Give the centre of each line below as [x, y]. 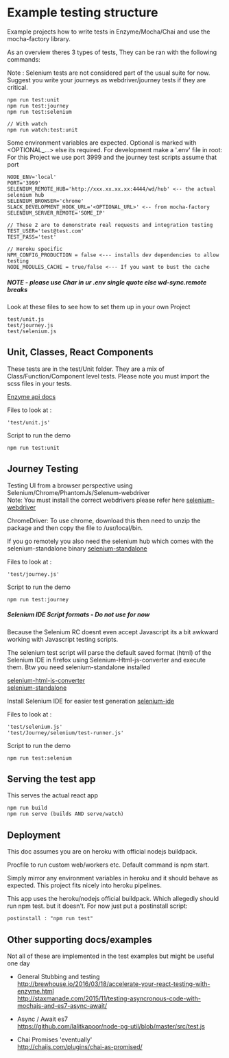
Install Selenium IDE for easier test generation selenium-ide [91, 701]
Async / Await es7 [43, 1019]
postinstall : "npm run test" [50, 919]
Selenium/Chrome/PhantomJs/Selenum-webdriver [79, 492]
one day [19, 963]
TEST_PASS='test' [32, 237]
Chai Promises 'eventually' [55, 1039]
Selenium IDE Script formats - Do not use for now [79, 614]
